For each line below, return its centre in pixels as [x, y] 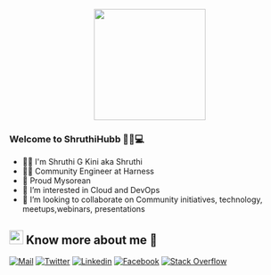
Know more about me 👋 [91, 240]
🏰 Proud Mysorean [56, 181]
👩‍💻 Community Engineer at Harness [88, 171]
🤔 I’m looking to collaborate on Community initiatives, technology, [142, 199]
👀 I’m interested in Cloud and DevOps [91, 190]
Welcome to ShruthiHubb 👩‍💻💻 [77, 139]
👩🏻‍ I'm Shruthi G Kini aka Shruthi [82, 162]
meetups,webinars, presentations [83, 209]
